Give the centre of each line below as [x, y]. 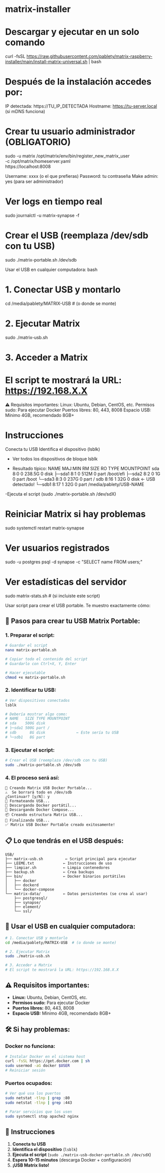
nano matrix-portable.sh [31, 650]
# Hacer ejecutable [25, 673]
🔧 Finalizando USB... [28, 820]
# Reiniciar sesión [25, 1070]
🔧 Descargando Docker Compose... [40, 810]
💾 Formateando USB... [28, 801]
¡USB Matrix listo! [31, 1165]
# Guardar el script [27, 646]
